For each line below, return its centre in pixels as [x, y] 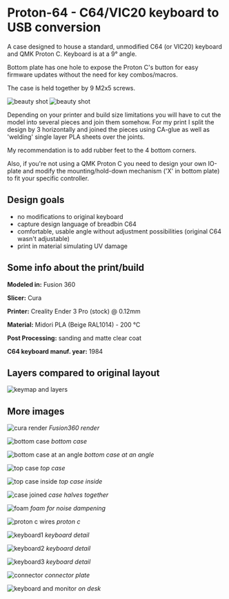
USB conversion [54, 27]
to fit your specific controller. [48, 178]
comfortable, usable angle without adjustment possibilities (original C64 [119, 231]
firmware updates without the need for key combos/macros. [92, 75]
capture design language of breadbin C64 [77, 224]
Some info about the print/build [76, 268]
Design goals [36, 200]
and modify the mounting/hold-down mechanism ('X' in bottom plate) [121, 171]
